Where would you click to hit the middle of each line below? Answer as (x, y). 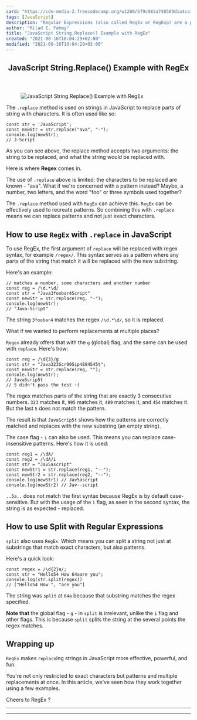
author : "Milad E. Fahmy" (38, 28)
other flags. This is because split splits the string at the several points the (96, 619)
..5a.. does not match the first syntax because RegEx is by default (87, 496)
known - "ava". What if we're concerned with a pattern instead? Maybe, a (95, 186)
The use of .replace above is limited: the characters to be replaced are (92, 180)
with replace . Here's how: (37, 349)
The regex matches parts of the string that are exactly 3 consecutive (89, 396)
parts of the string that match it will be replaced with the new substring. (92, 261)
